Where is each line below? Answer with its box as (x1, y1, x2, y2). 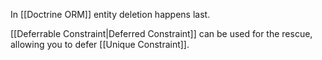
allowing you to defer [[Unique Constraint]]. (10, 39, 190, 50)
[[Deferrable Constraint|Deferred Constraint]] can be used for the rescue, (10, 28, 313, 39)
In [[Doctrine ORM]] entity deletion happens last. (10, 9, 211, 20)
